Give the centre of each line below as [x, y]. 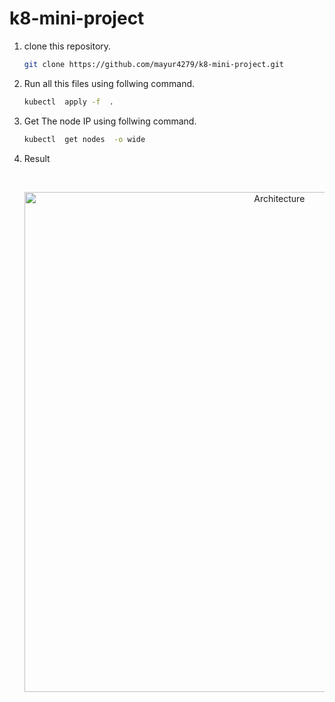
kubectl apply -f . [69, 102]
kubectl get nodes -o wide [84, 139]
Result [37, 158]
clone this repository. [67, 46]
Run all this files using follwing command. [109, 83]
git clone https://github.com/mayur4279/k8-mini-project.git [154, 64]
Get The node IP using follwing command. [110, 121]
